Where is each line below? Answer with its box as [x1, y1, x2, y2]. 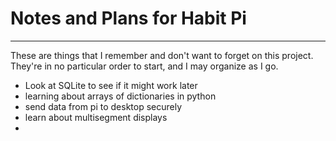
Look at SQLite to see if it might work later [24, 79, 198, 91]
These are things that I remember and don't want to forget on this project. [10, 49, 314, 61]
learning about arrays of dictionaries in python [24, 90, 217, 102]
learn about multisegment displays [24, 111, 168, 123]
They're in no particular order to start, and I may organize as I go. [10, 60, 279, 72]
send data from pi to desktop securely [24, 100, 183, 112]
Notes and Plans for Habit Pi [10, 7, 247, 30]
